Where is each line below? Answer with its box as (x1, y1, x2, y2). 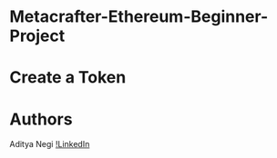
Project (9, 25, 66, 46)
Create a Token (9, 67, 127, 88)
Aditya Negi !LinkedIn (9, 139, 90, 150)
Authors (9, 109, 73, 129)
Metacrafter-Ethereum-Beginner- (9, 6, 269, 27)
